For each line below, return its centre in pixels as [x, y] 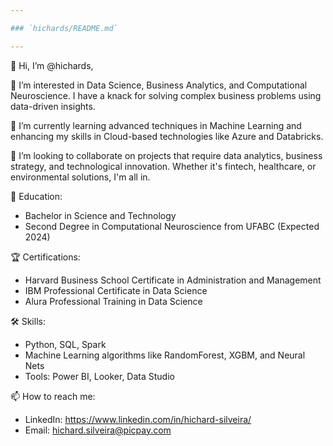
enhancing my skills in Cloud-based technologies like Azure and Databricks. [167, 136]
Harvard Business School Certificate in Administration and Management [173, 280]
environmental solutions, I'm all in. [80, 177]
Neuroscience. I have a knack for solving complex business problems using [166, 95]
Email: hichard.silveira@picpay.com [98, 430]
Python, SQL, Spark [65, 344]
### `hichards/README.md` [64, 28]
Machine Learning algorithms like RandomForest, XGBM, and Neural [165, 355]
